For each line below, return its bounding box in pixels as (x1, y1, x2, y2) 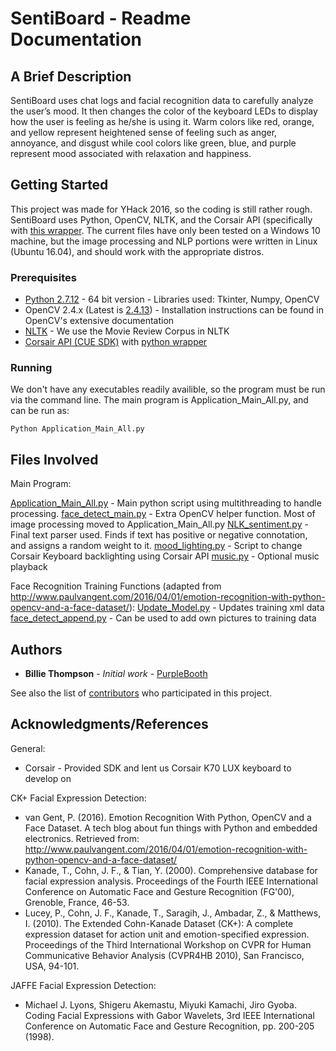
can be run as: (10, 405, 70, 417)
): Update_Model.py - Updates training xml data (128, 602, 325, 614)
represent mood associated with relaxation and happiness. (10, 148, 252, 159)
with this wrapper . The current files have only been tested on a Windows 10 (10, 224, 321, 236)
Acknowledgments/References (10, 716, 209, 733)
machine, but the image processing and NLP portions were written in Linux (10, 235, 318, 247)
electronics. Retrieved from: (24, 832, 140, 844)
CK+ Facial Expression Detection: (10, 792, 147, 804)
